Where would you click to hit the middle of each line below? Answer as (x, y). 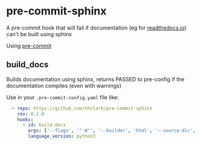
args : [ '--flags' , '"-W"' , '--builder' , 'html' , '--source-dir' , (112, 131)
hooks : (25, 119)
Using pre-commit (29, 46)
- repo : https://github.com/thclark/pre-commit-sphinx (82, 108)
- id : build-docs (44, 125)
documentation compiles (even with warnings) (64, 85)
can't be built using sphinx (39, 34)
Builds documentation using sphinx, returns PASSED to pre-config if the (95, 79)
